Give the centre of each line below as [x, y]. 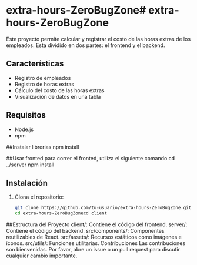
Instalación [27, 183]
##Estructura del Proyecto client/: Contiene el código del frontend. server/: [97, 224]
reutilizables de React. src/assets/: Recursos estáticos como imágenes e [94, 237]
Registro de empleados [43, 78]
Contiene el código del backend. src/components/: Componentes [85, 231]
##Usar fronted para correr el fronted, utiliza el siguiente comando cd [91, 158]
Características [35, 64]
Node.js [24, 129]
